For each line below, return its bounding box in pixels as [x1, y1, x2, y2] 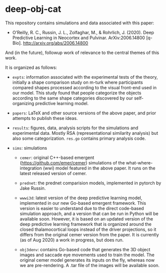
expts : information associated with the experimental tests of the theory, [12, 74, 158, 80]
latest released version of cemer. [19, 170, 87, 176]
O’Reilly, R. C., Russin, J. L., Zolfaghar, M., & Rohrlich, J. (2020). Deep [12, 29, 155, 35]
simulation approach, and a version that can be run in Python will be [19, 211, 159, 217]
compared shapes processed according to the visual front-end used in [12, 84, 157, 90]
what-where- [125, 160, 153, 165]
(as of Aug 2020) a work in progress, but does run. [19, 237, 124, 243]
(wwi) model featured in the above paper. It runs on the [43, 165, 156, 171]
